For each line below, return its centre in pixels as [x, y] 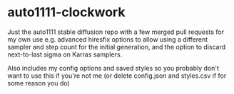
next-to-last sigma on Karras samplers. [65, 54]
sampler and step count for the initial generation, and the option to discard [117, 47]
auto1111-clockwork [66, 12]
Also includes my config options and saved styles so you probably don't [113, 68]
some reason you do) [39, 83]
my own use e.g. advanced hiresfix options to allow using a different [108, 39]
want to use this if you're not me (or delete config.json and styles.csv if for [117, 76]
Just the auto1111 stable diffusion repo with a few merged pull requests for [116, 32]
